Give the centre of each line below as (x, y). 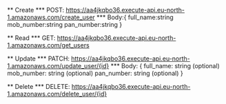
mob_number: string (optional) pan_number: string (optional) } (95, 73)
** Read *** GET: (31, 38)
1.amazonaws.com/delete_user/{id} (57, 94)
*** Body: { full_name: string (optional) (165, 66)
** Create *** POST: (36, 10)
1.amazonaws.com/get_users (48, 45)
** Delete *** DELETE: (39, 86)
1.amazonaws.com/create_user (51, 17)
